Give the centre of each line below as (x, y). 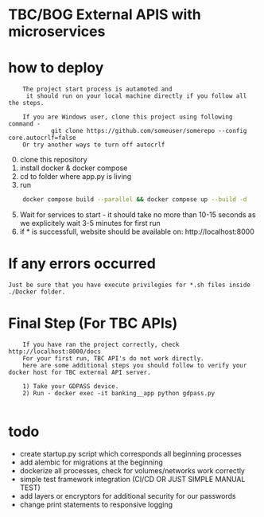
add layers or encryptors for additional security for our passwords (128, 496)
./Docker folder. (37, 292)
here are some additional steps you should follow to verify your (135, 365)
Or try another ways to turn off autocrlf (94, 145)
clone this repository (53, 160)
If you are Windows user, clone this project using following (128, 117)
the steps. (26, 103)
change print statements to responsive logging (96, 504)
